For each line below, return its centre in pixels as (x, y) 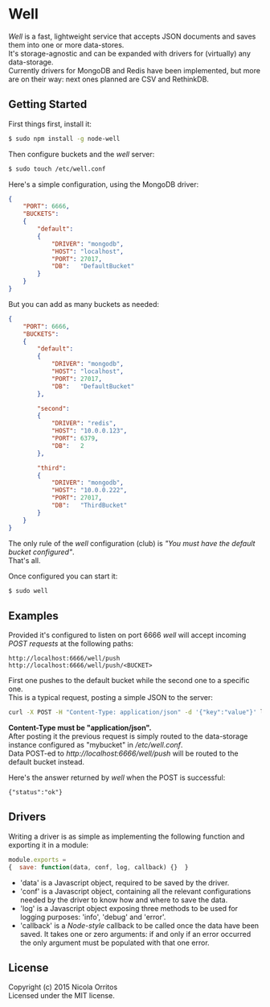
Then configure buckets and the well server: (82, 154)
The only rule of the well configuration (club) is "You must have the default (132, 543)
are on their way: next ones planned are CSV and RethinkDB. (108, 79)
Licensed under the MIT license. (61, 996)
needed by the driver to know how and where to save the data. (124, 900)
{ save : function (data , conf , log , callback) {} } (98, 867)
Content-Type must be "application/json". (80, 728)
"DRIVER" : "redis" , (84, 424)
